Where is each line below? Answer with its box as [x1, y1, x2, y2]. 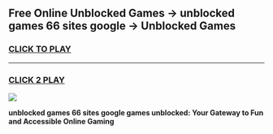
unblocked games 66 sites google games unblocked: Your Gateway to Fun [8, 107, 264, 117]
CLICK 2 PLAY [8, 74, 65, 85]
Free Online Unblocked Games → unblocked [8, 6, 236, 20]
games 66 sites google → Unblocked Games [8, 19, 236, 33]
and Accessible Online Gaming [8, 116, 115, 126]
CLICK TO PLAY [8, 44, 71, 55]
